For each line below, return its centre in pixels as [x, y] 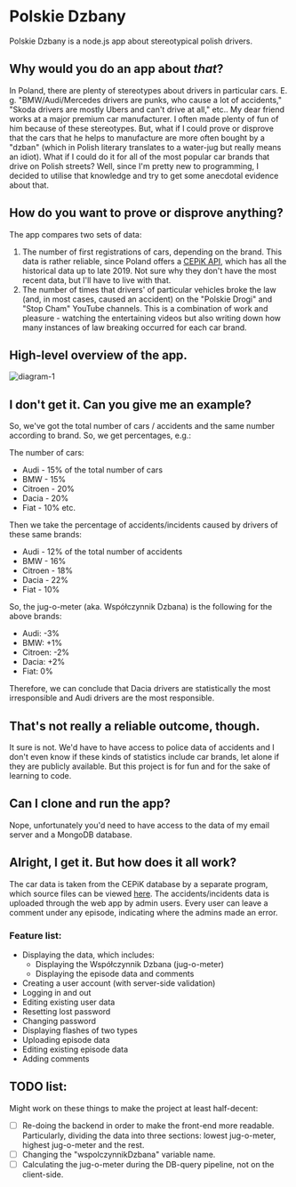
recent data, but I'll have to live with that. [96, 280]
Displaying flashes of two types [80, 1030]
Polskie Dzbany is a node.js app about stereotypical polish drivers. [131, 41]
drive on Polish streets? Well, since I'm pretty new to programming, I [134, 166]
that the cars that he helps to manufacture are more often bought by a [137, 137]
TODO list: [38, 1087]
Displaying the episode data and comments [115, 973]
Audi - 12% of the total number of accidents [102, 552]
